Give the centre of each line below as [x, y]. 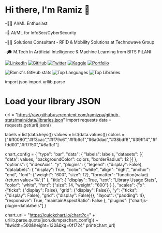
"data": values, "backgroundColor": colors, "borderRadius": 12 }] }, [71, 159]
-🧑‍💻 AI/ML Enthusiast [26, 23]
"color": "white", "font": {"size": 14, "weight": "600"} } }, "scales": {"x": [75, 185]
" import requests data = [87, 120]
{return [12, 180]
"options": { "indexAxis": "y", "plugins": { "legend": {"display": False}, [74, 164]
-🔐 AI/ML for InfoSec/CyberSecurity [41, 32]
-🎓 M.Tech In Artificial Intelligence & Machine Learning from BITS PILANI [78, 52]
